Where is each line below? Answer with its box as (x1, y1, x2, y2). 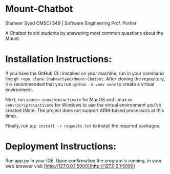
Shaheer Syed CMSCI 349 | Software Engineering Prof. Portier (5, 20, 137, 26)
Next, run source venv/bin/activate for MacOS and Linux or (5, 96, 133, 102)
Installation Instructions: (5, 53, 112, 65)
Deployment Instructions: (5, 141, 117, 153)
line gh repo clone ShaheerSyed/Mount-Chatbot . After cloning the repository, (5, 75, 165, 82)
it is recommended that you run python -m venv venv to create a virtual (5, 81, 155, 87)
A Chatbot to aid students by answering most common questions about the (5, 30, 164, 36)
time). (5, 113, 18, 119)
